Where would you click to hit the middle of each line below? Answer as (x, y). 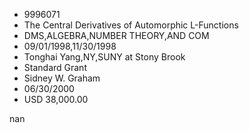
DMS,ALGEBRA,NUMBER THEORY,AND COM (116, 35)
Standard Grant (55, 67)
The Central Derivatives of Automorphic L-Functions (131, 25)
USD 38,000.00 (56, 99)
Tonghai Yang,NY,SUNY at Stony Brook (104, 57)
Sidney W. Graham (62, 78)
